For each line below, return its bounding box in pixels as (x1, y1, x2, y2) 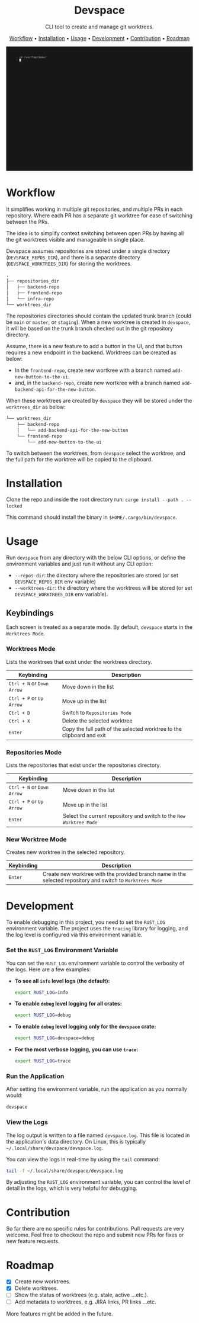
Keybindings (6, 608, 54, 618)
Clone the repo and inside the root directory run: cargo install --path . (6, 496, 184, 503)
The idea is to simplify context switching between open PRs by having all (6, 229, 184, 237)
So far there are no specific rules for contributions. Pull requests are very (6, 1225, 185, 1232)
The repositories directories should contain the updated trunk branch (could (6, 312, 191, 319)
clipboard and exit (62, 732, 106, 739)
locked (6, 503, 23, 509)
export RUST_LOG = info (14, 990, 69, 996)
